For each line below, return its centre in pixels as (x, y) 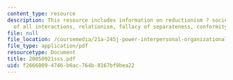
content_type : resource (42, 14)
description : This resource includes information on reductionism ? (108, 20)
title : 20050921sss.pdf (42, 59)
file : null (23, 33)
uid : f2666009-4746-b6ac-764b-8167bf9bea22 (71, 65)
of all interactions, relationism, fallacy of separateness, (104, 26)
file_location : (29, 40)
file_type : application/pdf (48, 46)
